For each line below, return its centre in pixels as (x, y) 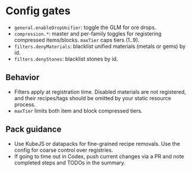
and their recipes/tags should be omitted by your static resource (92, 98)
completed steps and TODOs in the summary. (70, 163)
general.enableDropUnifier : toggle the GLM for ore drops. (85, 27)
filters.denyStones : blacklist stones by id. (66, 59)
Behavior (23, 77)
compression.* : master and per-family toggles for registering (88, 33)
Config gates (38, 11)
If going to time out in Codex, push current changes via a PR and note (99, 156)
